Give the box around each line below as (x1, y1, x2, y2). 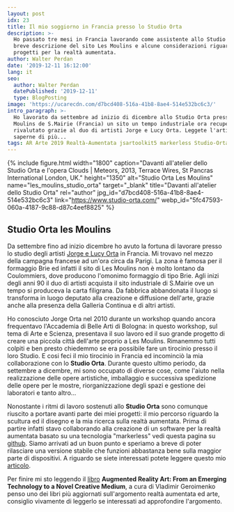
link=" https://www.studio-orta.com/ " (54, 196, 160, 204)
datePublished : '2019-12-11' (13, 88, 98, 95)
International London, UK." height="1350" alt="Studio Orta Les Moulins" (7, 173, 214, 182)
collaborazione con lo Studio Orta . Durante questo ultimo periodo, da (7, 359, 207, 367)
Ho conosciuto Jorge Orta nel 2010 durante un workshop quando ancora (7, 314, 216, 323)
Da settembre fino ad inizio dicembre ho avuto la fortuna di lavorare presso (7, 242, 222, 250)
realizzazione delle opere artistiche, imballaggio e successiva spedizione (7, 373, 217, 382)
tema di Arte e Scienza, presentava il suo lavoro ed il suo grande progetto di (7, 329, 225, 338)
